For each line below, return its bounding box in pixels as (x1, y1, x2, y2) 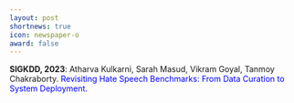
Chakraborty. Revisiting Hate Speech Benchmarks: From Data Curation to (9, 74, 285, 85)
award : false (9, 38, 59, 48)
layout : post (9, 13, 59, 23)
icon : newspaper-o (9, 30, 79, 39)
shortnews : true (9, 22, 71, 31)
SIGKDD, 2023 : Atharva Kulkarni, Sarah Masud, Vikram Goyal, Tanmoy (9, 64, 276, 75)
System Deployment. (9, 83, 89, 94)
